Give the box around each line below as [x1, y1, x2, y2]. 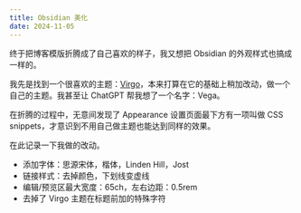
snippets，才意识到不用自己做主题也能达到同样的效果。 [9, 120, 216, 131]
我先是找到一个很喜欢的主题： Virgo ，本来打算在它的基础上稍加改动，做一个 [9, 78, 291, 89]
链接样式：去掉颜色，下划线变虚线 [22, 169, 150, 181]
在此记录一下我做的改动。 [9, 140, 105, 150]
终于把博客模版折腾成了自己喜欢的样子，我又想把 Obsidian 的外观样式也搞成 [9, 47, 293, 59]
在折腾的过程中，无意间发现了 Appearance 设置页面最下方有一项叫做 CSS [9, 109, 284, 120]
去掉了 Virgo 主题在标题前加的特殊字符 [22, 192, 166, 204]
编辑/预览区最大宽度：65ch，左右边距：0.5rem [22, 181, 198, 192]
